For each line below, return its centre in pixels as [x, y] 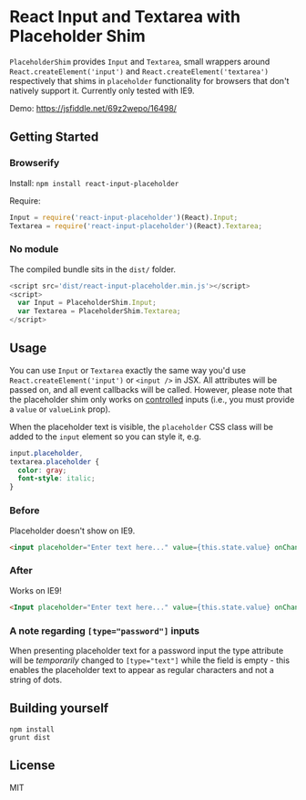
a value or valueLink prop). [60, 409]
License [32, 766]
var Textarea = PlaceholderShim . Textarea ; [99, 311]
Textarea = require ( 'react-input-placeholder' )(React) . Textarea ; [136, 226]
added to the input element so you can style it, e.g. [106, 437]
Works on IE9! [36, 590]
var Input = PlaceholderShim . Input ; [87, 303]
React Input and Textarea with [125, 17]
